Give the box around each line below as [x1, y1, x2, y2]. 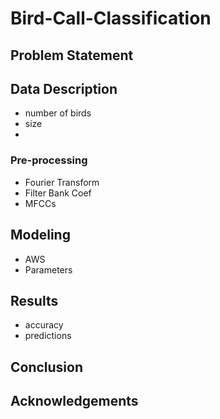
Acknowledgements [10, 393, 139, 410]
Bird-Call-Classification [10, 7, 212, 30]
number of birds [24, 107, 92, 119]
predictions [24, 330, 72, 342]
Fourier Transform [24, 176, 100, 188]
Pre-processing [10, 153, 88, 167]
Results [10, 292, 59, 309]
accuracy [24, 319, 64, 331]
